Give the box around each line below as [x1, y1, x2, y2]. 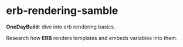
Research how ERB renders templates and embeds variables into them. [6, 34, 178, 41]
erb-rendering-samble [6, 4, 118, 17]
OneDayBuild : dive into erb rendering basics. [6, 23, 116, 30]
